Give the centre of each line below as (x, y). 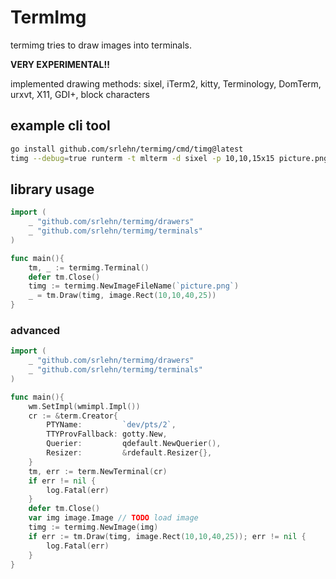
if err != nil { (62, 481)
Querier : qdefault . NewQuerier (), (134, 444)
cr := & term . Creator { (73, 416)
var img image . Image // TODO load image (113, 518)
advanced (35, 330)
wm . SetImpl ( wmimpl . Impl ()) (84, 406)
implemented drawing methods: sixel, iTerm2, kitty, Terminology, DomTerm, (166, 83)
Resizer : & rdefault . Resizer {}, (129, 453)
